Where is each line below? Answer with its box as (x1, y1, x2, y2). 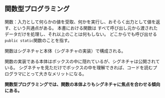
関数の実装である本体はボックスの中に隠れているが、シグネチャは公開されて (4, 58, 160, 64)
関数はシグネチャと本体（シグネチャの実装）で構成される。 (4, 48, 126, 53)
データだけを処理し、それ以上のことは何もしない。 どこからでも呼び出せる (4, 31, 158, 37)
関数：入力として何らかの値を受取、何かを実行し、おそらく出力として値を (4, 19, 156, 25)
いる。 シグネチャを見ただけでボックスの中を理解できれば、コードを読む (4, 64, 153, 70)
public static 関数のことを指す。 (4, 37, 72, 43)
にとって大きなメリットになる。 (21, 71, 87, 77)
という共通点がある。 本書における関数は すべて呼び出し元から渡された (12, 25, 158, 31)
